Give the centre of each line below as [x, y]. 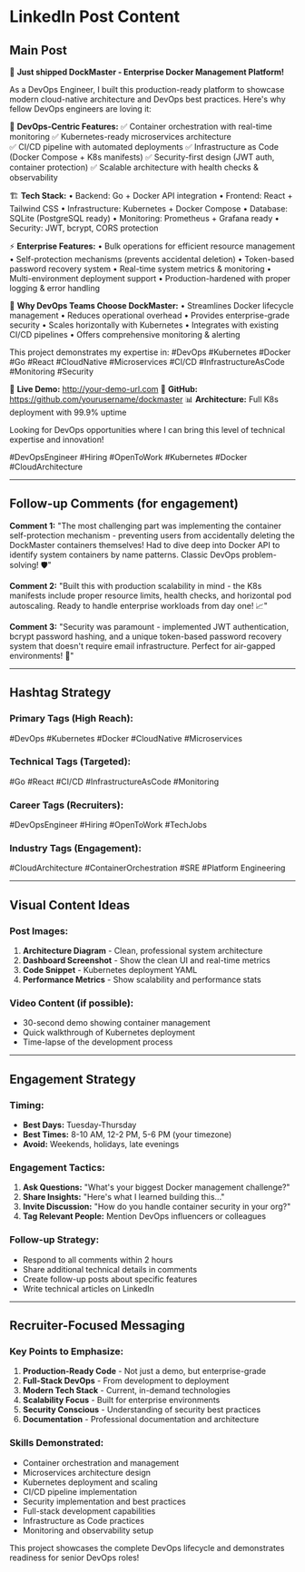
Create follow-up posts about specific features [110, 1279]
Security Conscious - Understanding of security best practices [142, 1410]
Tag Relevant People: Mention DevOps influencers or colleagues [144, 1216]
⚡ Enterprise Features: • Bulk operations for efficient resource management [152, 246]
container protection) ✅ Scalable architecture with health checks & [134, 167]
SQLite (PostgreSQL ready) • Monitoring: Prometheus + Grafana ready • [144, 218]
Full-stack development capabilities [89, 1511]
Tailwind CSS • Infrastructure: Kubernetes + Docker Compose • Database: [149, 209]
